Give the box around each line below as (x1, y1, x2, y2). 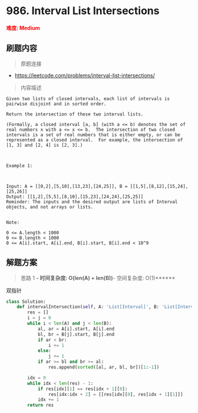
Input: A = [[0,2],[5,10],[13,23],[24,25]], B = (6, 183, 128, 189)
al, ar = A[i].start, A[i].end (37, 326, 115, 332)
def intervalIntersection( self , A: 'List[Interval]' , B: (16, 304, 160, 310)
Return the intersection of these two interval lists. (6, 111, 144, 117)
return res (27, 402, 54, 408)
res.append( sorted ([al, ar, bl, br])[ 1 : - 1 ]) (48, 364, 160, 371)
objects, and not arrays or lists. (6, 204, 94, 210)
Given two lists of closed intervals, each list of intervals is (6, 95, 170, 101)
